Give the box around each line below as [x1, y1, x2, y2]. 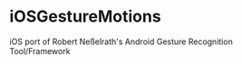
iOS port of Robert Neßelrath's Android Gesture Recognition [9, 36, 233, 47]
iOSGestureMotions [9, 6, 161, 27]
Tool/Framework [9, 45, 71, 56]
